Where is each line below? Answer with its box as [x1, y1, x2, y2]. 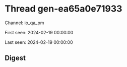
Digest [5, 54, 26, 62]
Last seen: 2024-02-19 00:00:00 [5, 39, 73, 45]
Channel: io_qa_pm [5, 20, 44, 26]
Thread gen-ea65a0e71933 [5, 3, 122, 15]
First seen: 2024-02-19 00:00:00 [5, 29, 74, 35]
